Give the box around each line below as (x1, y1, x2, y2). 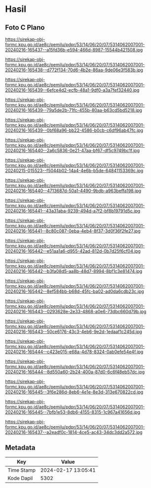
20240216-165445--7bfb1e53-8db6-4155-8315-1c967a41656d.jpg (5, 409, 141, 415)
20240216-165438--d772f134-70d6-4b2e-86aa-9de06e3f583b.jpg (5, 67, 143, 73)
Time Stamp (7, 467, 36, 474)
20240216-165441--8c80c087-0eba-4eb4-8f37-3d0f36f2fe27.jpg (5, 228, 141, 234)
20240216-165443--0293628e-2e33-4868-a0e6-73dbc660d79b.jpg (5, 309, 147, 314)
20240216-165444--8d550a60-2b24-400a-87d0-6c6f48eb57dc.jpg (5, 369, 145, 375)
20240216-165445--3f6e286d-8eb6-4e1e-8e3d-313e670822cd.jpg (5, 389, 144, 395)
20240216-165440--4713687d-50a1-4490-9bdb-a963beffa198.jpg (5, 188, 142, 194)
